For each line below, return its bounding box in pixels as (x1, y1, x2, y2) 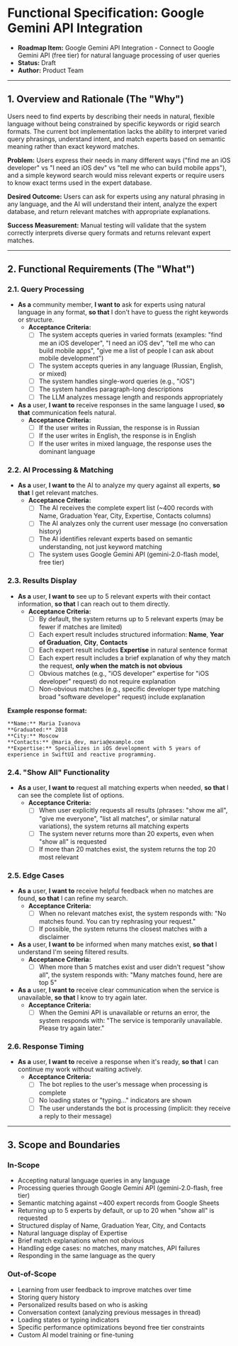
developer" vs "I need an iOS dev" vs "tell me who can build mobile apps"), (7, 163, 227, 171)
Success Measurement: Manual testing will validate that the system (7, 221, 207, 230)
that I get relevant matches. (17, 489, 99, 497)
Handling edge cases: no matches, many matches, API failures (17, 1244, 200, 1252)
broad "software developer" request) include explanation (38, 693, 205, 701)
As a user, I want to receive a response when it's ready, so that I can (17, 1058, 219, 1066)
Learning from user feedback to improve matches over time (17, 1285, 192, 1294)
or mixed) (38, 369, 67, 378)
